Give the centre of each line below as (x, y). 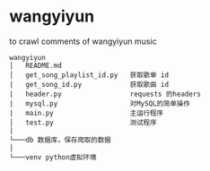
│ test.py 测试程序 (83, 123)
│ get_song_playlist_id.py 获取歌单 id (89, 75)
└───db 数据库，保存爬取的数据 (60, 140)
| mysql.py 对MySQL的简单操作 (100, 103)
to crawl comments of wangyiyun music (83, 41)
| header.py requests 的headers (105, 94)
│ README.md (36, 65)
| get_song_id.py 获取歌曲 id (89, 84)
